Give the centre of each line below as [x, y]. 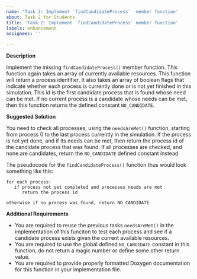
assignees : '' [24, 34]
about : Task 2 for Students [41, 17]
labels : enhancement [32, 28]
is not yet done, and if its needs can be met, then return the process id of [95, 141]
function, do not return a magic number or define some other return [97, 251]
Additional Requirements [38, 214]
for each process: [29, 182]
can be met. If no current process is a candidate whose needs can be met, [97, 99]
